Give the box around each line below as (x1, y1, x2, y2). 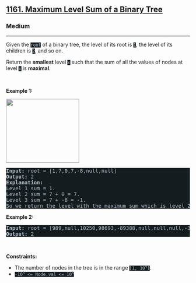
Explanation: (6, 179, 44, 186)
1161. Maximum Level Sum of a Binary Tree (6, 5, 163, 15)
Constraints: (6, 253, 37, 260)
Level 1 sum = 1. (6, 185, 55, 191)
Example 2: (6, 213, 34, 221)
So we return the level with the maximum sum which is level (6, 202, 185, 209)
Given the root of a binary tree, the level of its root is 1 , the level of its (6, 41, 173, 48)
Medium (6, 22, 30, 30)
